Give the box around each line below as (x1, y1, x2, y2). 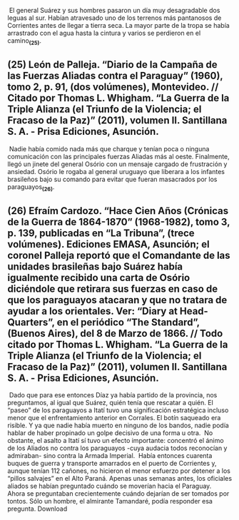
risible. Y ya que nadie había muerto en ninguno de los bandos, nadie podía (7, 421, 230, 430)
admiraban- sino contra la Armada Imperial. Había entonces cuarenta (7, 452, 213, 460)
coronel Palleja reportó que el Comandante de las (7, 249, 230, 261)
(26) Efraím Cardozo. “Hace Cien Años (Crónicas (7, 205, 229, 217)
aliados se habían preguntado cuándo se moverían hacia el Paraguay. (7, 481, 212, 491)
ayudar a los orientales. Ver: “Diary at (7, 305, 178, 317)
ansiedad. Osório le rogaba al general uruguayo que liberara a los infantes (7, 167, 225, 175)
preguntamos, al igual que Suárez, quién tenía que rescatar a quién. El (7, 399, 214, 407)
